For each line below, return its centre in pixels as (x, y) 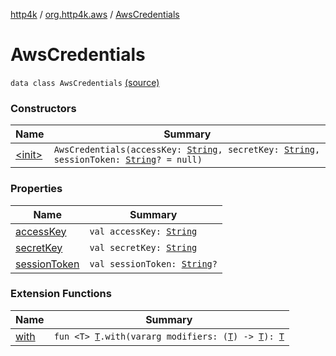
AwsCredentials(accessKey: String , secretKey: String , (187, 150)
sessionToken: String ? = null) (128, 160)
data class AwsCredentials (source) (85, 82)
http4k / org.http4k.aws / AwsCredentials (95, 14)
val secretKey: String (143, 247)
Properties (36, 189)
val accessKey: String (143, 231)
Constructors (43, 108)
